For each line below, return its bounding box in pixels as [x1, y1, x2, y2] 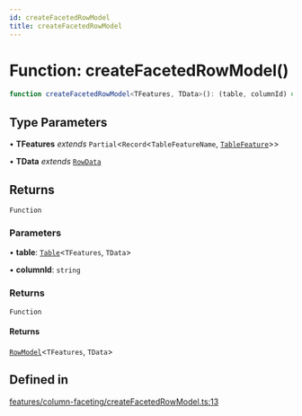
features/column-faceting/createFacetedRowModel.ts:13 [9, 396, 219, 407]
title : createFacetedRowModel [9, 22, 123, 31]
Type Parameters [9, 114, 108, 130]
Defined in [9, 372, 69, 387]
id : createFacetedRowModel [9, 13, 111, 22]
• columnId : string [9, 264, 81, 275]
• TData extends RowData [9, 156, 102, 167]
